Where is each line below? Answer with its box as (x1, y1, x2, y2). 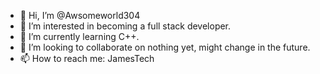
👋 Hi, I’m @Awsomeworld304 (19, 10, 141, 21)
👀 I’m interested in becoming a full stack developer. (19, 20, 232, 32)
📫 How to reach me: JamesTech (19, 53, 155, 64)
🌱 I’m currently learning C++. (19, 31, 140, 42)
